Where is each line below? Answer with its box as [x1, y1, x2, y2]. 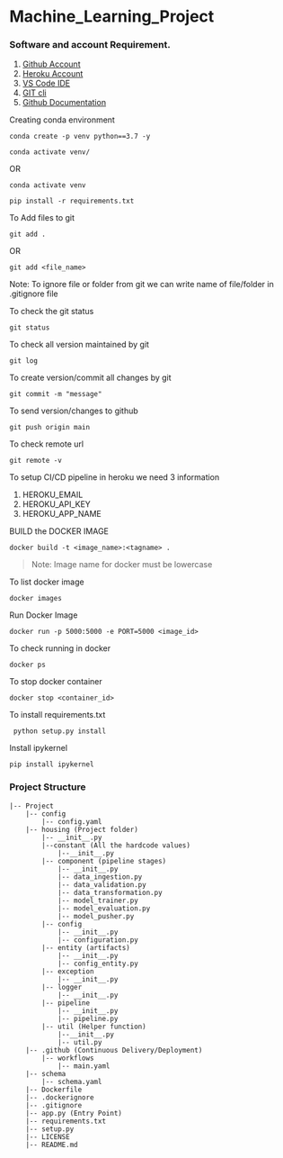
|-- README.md [25, 1140, 78, 1149]
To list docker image [9, 576, 84, 587]
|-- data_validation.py [57, 880, 146, 889]
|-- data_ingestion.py [57, 872, 143, 882]
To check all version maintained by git [9, 339, 150, 350]
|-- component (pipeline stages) [41, 856, 167, 865]
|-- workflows [41, 1054, 94, 1063]
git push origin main [9, 423, 91, 432]
